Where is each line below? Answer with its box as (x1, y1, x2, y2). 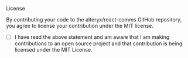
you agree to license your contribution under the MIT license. (6, 23, 154, 29)
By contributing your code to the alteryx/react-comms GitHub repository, (6, 16, 182, 23)
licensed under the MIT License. (14, 46, 93, 53)
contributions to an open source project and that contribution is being (14, 40, 183, 47)
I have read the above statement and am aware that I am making (14, 34, 170, 40)
